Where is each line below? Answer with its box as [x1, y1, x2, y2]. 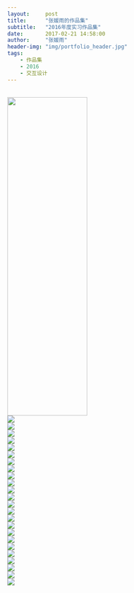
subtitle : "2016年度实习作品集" [7, 23, 102, 30]
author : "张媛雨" [7, 37, 68, 44]
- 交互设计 [20, 69, 48, 76]
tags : [7, 50, 23, 57]
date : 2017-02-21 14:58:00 [7, 30, 106, 38]
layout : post [7, 10, 59, 18]
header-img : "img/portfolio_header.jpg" [7, 43, 128, 50]
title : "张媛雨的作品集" [7, 17, 89, 24]
